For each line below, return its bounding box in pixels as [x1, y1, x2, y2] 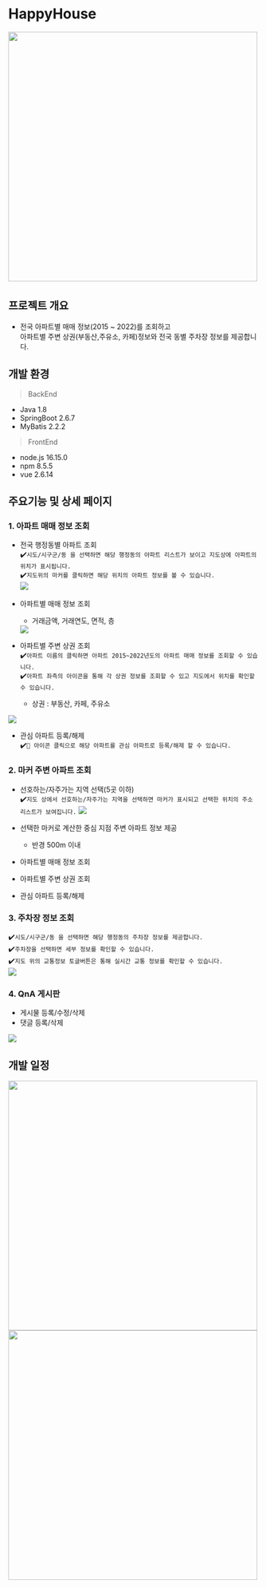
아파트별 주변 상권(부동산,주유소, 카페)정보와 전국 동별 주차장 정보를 [19, 331, 229, 341]
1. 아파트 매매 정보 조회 [8, 520, 90, 531]
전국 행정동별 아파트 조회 [19, 540, 97, 550]
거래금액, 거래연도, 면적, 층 [31, 616, 115, 625]
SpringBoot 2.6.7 [19, 413, 76, 423]
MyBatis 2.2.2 [19, 421, 66, 431]
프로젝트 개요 [8, 299, 69, 312]
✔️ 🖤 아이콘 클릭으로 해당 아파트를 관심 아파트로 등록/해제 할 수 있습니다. [19, 740, 232, 750]
